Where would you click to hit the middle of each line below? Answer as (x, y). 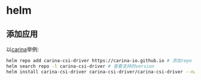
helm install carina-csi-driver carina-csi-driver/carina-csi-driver (95, 72)
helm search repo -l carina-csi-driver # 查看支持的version (80, 66)
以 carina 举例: (22, 49)
